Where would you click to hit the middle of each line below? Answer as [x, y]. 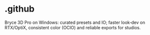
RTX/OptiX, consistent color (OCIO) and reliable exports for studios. [73, 27]
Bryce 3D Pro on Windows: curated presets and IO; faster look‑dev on [75, 22]
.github [20, 9]
